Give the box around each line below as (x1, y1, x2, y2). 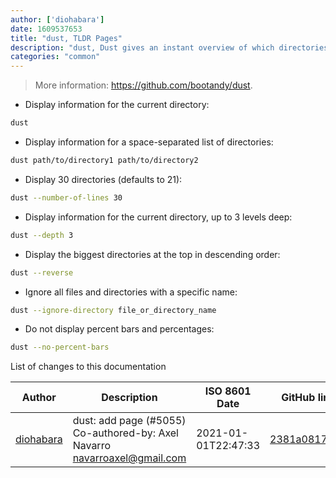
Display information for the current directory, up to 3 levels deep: (24, 211, 293, 223)
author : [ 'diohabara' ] (10, 14, 105, 25)
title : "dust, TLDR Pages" (10, 33, 123, 43)
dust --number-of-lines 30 (10, 192, 123, 203)
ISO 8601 (204, 384, 252, 398)
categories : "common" (10, 52, 101, 62)
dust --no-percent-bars (10, 342, 110, 353)
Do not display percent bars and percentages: (24, 323, 215, 335)
